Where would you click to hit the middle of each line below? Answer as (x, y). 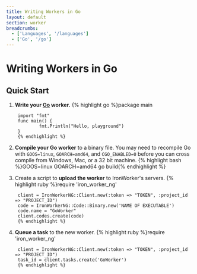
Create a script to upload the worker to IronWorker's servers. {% (94, 178)
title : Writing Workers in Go (44, 12)
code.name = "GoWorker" (47, 211)
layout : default (26, 17)
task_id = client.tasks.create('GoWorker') (72, 260)
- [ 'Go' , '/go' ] (31, 39)
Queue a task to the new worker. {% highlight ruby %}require (90, 232)
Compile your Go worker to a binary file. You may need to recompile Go (103, 147)
